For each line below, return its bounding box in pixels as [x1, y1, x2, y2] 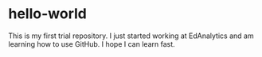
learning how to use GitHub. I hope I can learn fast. [8, 39, 175, 48]
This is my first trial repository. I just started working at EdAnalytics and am [8, 31, 254, 40]
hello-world [8, 5, 88, 23]
